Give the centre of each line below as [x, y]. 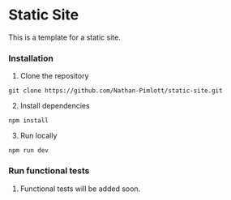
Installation [31, 58]
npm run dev [28, 151]
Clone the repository [54, 76]
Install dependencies [55, 106]
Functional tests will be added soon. [80, 189]
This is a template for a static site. [65, 37]
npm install [28, 121]
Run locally [38, 136]
